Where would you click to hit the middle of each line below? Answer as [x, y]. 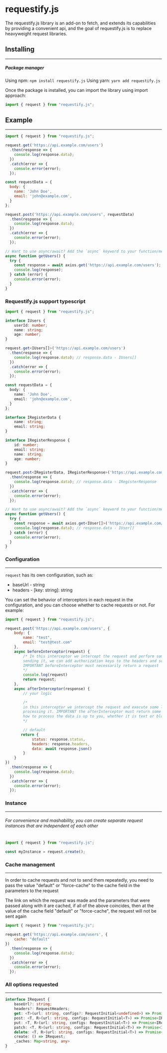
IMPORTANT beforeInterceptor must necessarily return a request [91, 665]
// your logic [38, 693]
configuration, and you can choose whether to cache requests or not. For [80, 605]
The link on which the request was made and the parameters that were [78, 901]
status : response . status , [58, 739]
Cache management [30, 864]
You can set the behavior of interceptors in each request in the [69, 599]
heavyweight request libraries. [36, 33]
